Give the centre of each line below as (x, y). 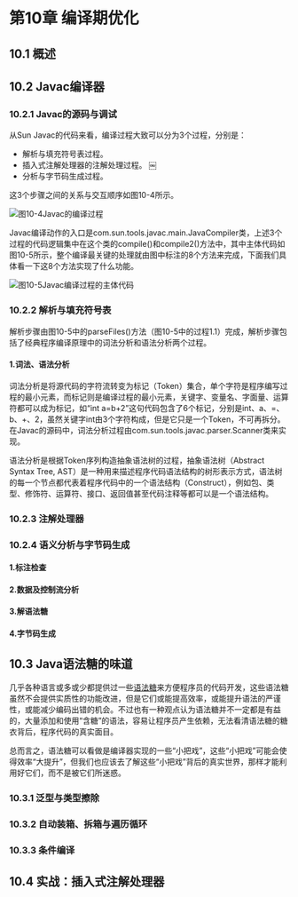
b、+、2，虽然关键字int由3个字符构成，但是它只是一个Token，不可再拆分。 (147, 419)
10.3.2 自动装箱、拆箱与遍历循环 (78, 824)
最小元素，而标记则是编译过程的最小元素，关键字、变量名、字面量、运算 (157, 397)
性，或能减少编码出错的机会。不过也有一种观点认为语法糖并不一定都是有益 (145, 709)
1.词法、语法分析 (39, 364)
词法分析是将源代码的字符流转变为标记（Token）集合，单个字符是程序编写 (145, 385)
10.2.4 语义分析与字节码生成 (70, 544)
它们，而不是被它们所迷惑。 (75, 773)
